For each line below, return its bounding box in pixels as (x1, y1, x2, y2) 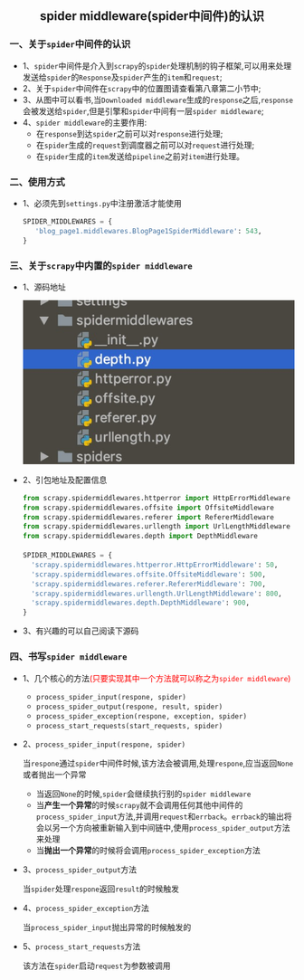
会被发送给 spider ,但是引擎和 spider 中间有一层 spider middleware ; (22, 105, 264, 116)
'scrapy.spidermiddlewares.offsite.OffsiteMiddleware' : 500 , (31, 569, 267, 579)
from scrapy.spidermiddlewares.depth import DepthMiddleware (22, 532, 259, 541)
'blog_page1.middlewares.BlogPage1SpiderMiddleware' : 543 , (34, 226, 262, 235)
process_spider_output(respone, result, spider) (35, 702, 223, 711)
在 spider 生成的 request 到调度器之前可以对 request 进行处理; (35, 139, 255, 150)
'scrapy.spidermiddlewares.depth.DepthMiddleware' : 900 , (31, 598, 251, 608)
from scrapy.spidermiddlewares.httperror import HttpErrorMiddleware (22, 493, 291, 502)
